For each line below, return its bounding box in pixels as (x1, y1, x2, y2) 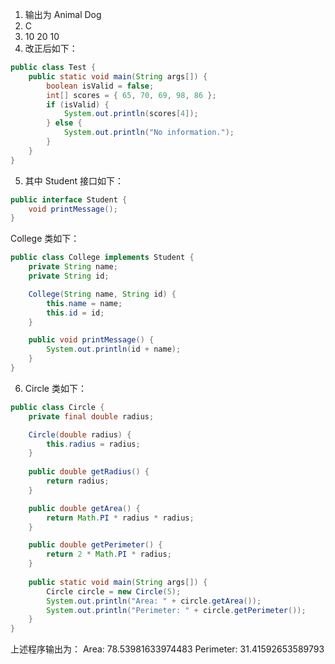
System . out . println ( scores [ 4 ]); (63, 109, 199, 119)
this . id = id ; (46, 308, 105, 318)
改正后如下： (24, 43, 78, 54)
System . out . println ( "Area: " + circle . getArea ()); (46, 596, 262, 606)
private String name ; (28, 262, 118, 272)
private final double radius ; (28, 411, 155, 422)
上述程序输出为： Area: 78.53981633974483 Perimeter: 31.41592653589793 (10, 643, 325, 655)
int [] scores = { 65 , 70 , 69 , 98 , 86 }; (46, 90, 217, 100)
